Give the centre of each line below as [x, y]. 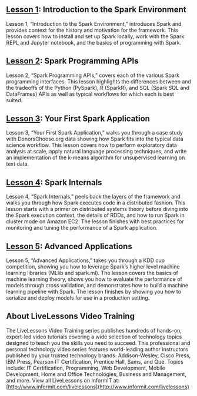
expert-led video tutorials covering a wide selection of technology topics [94, 337]
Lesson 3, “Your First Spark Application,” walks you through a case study [95, 133]
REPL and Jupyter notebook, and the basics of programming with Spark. [94, 42]
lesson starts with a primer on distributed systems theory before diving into [97, 209]
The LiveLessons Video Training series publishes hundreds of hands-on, [94, 330]
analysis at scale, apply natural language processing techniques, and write [96, 152]
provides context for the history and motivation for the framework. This [92, 30]
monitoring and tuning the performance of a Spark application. [82, 228]
